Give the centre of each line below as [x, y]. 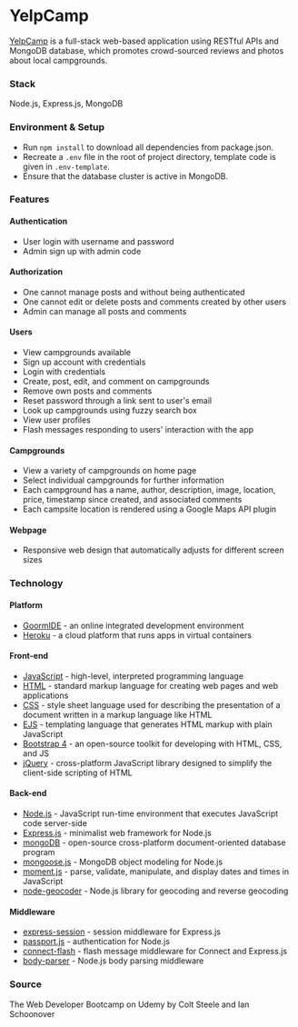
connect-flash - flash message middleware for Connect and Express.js [155, 952]
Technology [36, 583]
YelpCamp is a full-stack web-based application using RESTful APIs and [144, 41]
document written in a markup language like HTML [117, 714]
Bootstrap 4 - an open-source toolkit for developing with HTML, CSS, [152, 743]
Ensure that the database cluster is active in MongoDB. [125, 176]
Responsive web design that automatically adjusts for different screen [153, 550]
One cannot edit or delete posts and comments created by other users [154, 302]
